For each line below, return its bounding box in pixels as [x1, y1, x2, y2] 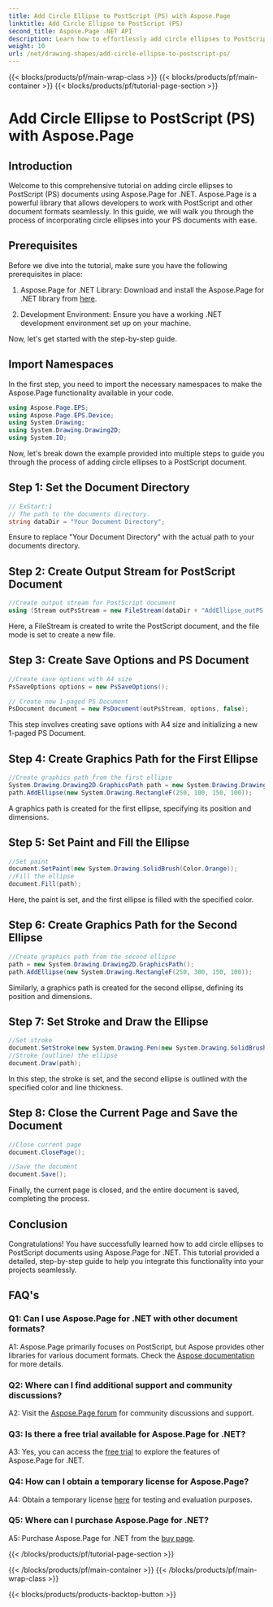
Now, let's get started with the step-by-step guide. [8, 333, 177, 343]
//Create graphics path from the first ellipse [8, 773, 173, 782]
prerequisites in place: [8, 269, 83, 279]
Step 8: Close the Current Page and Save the [8, 1106, 238, 1120]
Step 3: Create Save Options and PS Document [8, 654, 249, 667]
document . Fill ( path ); [8, 880, 82, 888]
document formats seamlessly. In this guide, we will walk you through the [8, 207, 254, 216]
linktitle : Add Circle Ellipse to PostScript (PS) [8, 20, 184, 28]
